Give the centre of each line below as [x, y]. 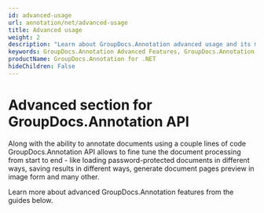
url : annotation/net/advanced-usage [68, 23]
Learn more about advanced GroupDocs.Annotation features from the [121, 192]
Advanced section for [80, 105]
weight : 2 [24, 37]
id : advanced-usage [40, 15]
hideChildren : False [42, 67]
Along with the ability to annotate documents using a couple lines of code [127, 143]
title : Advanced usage [45, 30]
